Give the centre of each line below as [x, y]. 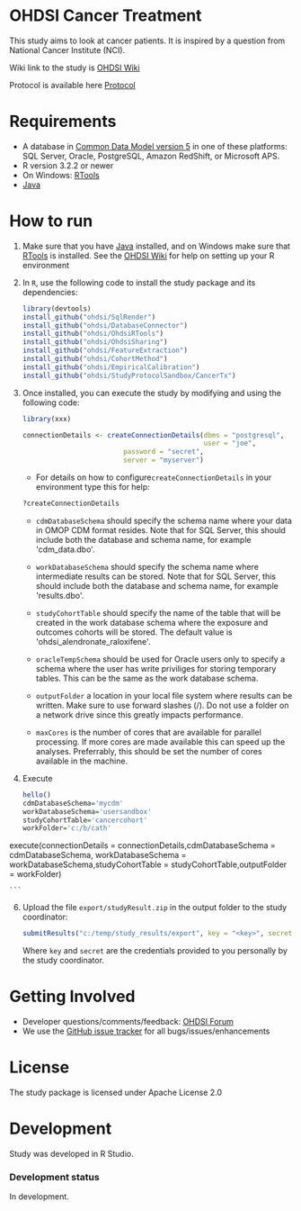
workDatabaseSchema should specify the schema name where [147, 566]
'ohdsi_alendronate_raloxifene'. [93, 641]
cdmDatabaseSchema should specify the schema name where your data [164, 520]
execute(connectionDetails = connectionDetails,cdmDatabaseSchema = [142, 845]
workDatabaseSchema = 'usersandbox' [87, 811]
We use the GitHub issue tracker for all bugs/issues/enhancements [146, 1031]
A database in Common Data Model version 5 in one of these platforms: [155, 146]
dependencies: [50, 292]
